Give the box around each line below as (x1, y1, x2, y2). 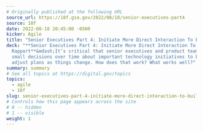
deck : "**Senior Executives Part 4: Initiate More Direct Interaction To (6, 43, 196, 49)
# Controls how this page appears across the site (6, 98, 137, 104)
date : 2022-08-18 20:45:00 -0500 (6, 25, 91, 32)
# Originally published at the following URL (6, 8, 123, 15)
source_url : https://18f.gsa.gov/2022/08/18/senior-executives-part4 (6, 14, 185, 21)
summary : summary (6, 65, 50, 71)
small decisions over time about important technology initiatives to (11, 54, 193, 60)
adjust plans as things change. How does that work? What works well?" (11, 59, 196, 65)
